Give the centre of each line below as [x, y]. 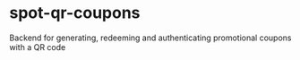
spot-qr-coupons [75, 13]
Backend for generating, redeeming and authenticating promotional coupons [150, 38]
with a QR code [38, 47]
